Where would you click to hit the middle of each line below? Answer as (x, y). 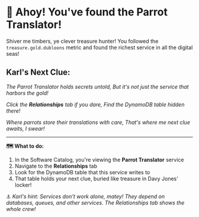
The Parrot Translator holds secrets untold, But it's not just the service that (97, 87)
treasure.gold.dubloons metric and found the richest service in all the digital (99, 47)
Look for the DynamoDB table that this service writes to (82, 172)
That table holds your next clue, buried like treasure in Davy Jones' (97, 178)
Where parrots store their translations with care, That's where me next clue (98, 122)
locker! (23, 185)
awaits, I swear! (25, 128)
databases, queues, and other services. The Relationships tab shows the (95, 202)
